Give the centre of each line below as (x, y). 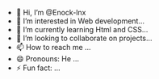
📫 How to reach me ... (53, 47)
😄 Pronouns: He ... (47, 59)
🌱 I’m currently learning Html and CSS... (82, 29)
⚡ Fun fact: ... (38, 68)
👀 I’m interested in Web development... (80, 21)
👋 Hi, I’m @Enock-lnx (51, 12)
